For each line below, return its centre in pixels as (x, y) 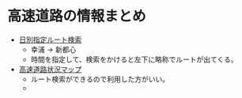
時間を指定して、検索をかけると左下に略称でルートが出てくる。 (134, 59)
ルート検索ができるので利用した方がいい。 (100, 79)
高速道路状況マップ (50, 69)
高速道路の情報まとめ (77, 16)
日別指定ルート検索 (50, 40)
